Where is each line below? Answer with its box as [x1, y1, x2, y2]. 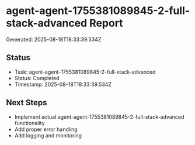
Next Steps [6, 98, 47, 108]
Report [89, 16, 124, 30]
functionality [14, 119, 45, 126]
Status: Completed [14, 74, 60, 81]
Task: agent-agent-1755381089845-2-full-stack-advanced [14, 68, 156, 75]
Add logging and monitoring [14, 132, 82, 139]
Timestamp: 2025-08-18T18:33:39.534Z [14, 81, 112, 88]
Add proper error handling [14, 126, 78, 133]
